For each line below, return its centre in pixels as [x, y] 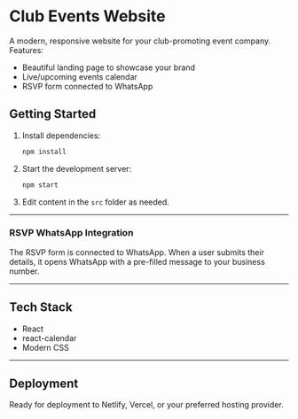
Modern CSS [45, 347]
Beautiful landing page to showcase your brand [108, 67]
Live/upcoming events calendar [79, 76]
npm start [40, 185]
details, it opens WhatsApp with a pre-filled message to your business [137, 261]
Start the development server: [77, 168]
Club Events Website [87, 16]
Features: [27, 50]
